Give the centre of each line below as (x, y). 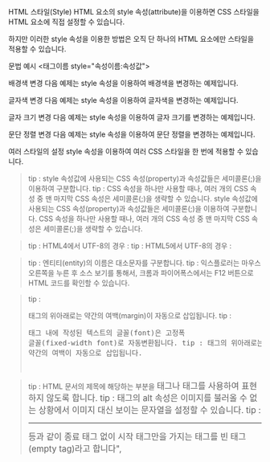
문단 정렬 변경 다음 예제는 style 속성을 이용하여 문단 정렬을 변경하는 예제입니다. (132, 134)
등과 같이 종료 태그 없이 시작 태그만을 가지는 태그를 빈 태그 (137, 437)
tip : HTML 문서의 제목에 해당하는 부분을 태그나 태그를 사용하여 (133, 386)
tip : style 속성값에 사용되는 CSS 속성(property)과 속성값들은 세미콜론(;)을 (145, 178)
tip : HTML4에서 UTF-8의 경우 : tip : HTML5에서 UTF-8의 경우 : (130, 246)
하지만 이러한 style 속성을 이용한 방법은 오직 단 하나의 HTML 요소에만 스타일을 (131, 39)
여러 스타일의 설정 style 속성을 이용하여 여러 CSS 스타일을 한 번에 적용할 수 (126, 151)
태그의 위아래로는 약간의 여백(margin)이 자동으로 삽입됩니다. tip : (129, 315)
